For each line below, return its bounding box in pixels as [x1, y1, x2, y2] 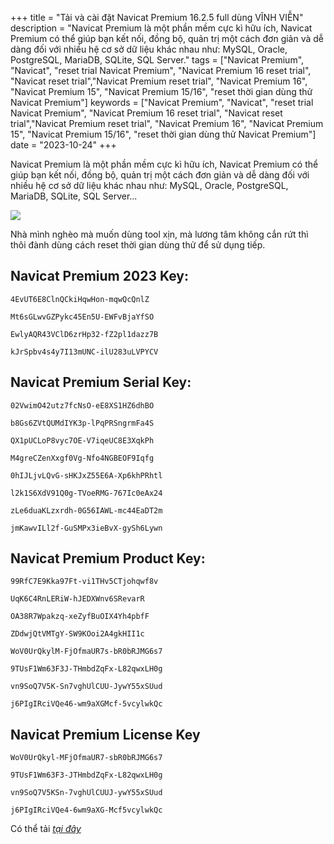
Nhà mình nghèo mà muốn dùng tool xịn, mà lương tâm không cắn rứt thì [10, 228, 309, 240]
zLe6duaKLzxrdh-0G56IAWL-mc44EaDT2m [10, 505, 163, 516]
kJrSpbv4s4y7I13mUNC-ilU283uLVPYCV [10, 347, 159, 357]
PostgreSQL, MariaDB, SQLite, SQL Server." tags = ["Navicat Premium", [10, 54, 305, 66]
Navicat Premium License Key [10, 726, 201, 743]
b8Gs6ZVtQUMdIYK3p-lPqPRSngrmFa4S [10, 418, 155, 428]
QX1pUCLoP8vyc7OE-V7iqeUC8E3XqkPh [10, 435, 155, 446]
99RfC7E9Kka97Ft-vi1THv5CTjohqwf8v [10, 577, 159, 587]
